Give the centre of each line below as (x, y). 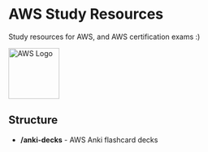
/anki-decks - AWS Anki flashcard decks (89, 140)
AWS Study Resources (86, 14)
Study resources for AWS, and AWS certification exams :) (104, 37)
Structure (33, 120)
